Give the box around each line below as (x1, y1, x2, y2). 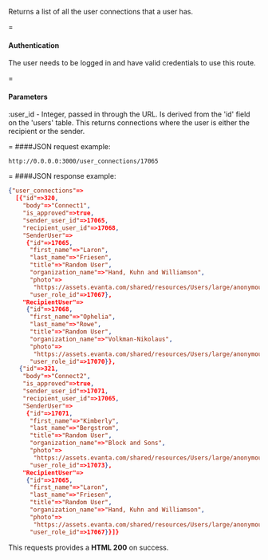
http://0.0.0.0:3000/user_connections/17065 (8, 157, 159, 166)
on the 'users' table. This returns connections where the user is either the (8, 118, 250, 128)
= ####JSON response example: (8, 172, 116, 181)
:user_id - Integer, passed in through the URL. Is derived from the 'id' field (8, 109, 250, 119)
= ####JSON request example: (8, 142, 111, 152)
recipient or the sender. (8, 127, 85, 136)
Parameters (8, 92, 48, 101)
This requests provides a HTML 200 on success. (8, 542, 169, 552)
